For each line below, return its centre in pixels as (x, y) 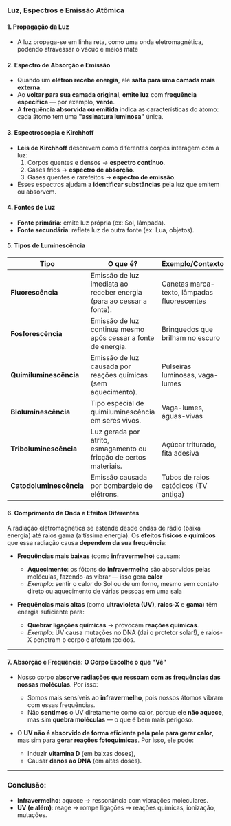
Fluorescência (34, 292)
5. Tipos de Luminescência (46, 245)
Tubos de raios (185, 477)
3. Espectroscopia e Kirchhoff (51, 132)
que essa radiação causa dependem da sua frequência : (87, 543)
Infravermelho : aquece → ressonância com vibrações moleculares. (112, 800)
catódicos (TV (184, 485)
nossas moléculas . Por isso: (57, 684)
